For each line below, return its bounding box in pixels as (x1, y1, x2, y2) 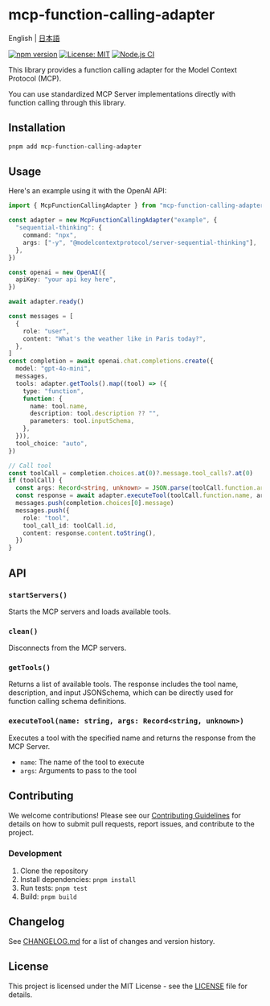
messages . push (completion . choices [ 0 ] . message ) (15, 499, 174, 507)
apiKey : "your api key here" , (15, 275, 117, 284)
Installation (8, 121, 66, 135)
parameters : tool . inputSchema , (29, 417, 135, 425)
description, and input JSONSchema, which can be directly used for (8, 688, 234, 698)
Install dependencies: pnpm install (19, 874, 137, 884)
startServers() (8, 590, 68, 599)
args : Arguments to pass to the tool (19, 765, 137, 775)
